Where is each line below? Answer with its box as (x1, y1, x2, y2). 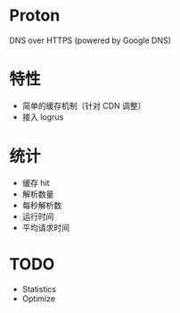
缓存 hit (21, 177, 50, 188)
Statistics (21, 283, 57, 294)
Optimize (21, 292, 56, 304)
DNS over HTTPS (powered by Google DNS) (9, 35, 172, 46)
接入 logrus (21, 111, 64, 122)
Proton (9, 5, 61, 26)
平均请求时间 (21, 222, 70, 233)
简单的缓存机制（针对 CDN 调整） (21, 100, 146, 111)
